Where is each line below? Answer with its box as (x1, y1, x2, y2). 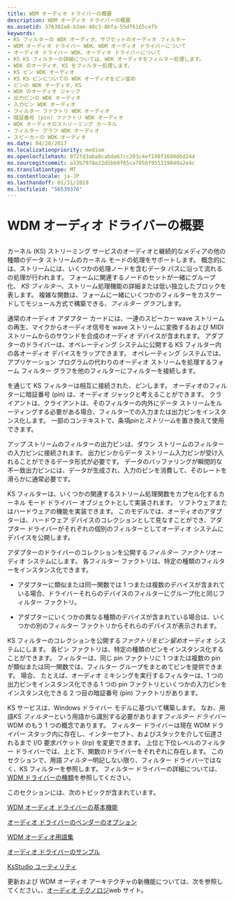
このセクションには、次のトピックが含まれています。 (7, 788, 160, 796)
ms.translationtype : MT (7, 166, 77, 173)
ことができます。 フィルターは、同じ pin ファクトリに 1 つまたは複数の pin (7, 654, 221, 662)
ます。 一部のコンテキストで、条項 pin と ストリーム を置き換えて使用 (31, 416, 225, 425)
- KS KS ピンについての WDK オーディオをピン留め (7, 75, 136, 82)
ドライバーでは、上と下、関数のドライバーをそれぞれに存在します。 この (15, 747, 224, 755)
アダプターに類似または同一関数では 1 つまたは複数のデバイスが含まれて (17, 580, 226, 589)
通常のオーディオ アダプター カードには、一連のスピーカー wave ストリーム (7, 314, 225, 322)
